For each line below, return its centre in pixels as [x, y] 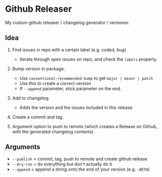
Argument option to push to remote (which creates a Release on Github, [85, 126]
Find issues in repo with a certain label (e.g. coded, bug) [69, 49]
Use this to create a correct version [55, 83]
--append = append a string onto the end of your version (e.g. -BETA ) [81, 169]
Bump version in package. [39, 68]
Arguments [23, 147]
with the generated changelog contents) [53, 132]
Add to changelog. [31, 98]
